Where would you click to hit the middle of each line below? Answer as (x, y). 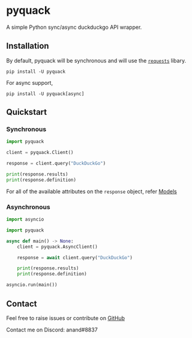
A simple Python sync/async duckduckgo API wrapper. (74, 27)
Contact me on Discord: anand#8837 (52, 330)
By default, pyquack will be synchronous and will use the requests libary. (96, 60)
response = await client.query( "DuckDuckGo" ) (75, 257)
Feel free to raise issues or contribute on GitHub (65, 318)
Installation (28, 46)
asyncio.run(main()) (32, 285)
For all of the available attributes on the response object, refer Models (91, 191)
